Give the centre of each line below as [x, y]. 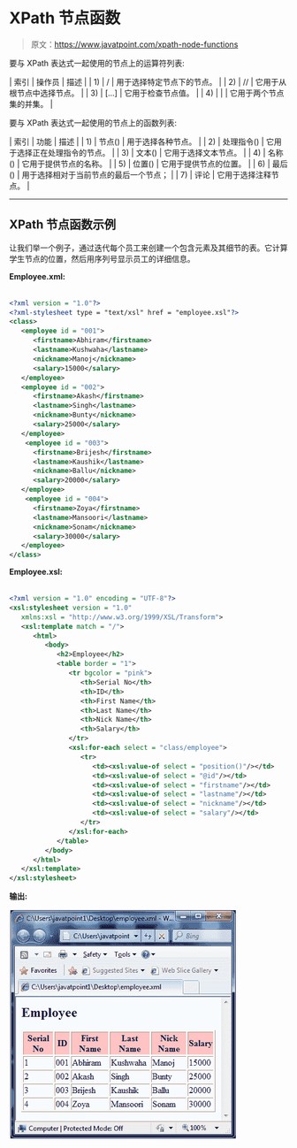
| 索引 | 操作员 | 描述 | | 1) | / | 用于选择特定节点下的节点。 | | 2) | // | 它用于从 [148, 81]
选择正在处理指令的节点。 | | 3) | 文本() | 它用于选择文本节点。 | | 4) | [141, 152]
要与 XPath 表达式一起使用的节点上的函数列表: [93, 122]
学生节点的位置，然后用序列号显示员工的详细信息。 [102, 258]
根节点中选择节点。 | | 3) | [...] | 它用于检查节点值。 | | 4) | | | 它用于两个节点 [147, 93]
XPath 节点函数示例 [63, 225]
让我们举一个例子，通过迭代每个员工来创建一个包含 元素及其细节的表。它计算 [148, 248]
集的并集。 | [31, 103]
